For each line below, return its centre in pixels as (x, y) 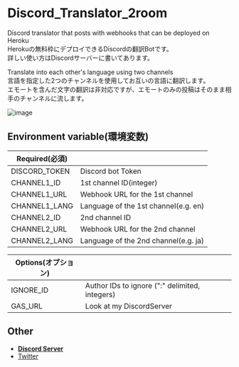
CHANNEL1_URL (39, 194)
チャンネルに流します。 (54, 98)
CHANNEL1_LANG (42, 206)
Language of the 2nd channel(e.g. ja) (142, 240)
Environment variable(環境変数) (78, 137)
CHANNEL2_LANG (42, 240)
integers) (100, 294)
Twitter (28, 356)
